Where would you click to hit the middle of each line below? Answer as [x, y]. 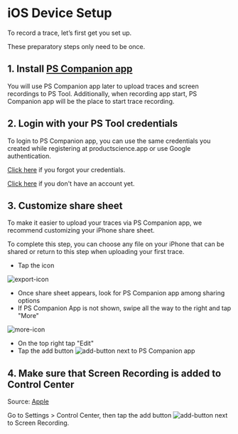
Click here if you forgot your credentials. [66, 169]
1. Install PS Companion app [70, 69]
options [29, 301]
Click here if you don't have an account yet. [71, 184]
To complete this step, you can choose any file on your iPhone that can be [116, 244]
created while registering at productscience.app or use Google [99, 148]
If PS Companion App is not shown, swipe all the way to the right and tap [124, 308]
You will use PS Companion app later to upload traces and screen [103, 86]
